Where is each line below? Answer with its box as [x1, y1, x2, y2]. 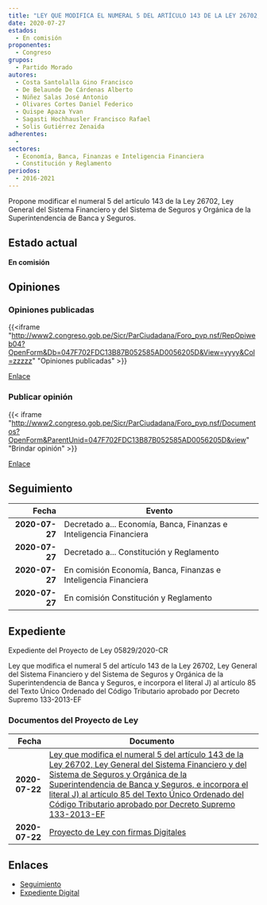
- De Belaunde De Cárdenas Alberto [15, 85, 133, 94]
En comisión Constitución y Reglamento [64, 592, 213, 603]
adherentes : [8, 130, 48, 138]
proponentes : [8, 41, 52, 49]
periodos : [8, 167, 41, 175]
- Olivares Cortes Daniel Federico [15, 100, 133, 108]
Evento [145, 505, 173, 517]
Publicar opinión [8, 392, 73, 403]
